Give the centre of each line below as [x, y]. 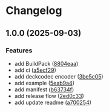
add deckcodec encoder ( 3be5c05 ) [59, 76]
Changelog [34, 11]
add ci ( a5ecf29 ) [35, 70]
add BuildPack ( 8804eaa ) [46, 63]
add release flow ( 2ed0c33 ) [49, 96]
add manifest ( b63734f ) [44, 89]
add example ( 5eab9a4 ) [45, 83]
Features [19, 51]
